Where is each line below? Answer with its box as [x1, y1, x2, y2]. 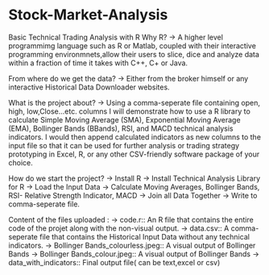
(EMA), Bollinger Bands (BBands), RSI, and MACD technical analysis [8, 123, 234, 133]
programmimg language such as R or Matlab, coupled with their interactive [8, 40, 256, 50]
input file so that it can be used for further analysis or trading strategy [8, 140, 240, 150]
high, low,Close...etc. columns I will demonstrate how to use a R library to [8, 106, 251, 116]
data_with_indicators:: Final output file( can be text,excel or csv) [8, 257, 221, 267]
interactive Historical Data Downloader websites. [8, 82, 171, 92]
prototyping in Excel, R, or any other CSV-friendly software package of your [8, 149, 260, 159]
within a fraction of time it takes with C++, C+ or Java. [8, 58, 188, 68]
